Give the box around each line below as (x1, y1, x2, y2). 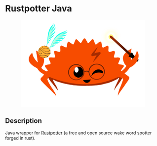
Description (5, 117, 42, 125)
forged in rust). (5, 135, 36, 141)
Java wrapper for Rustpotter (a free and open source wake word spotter (5, 130, 152, 136)
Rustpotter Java (5, 3, 73, 14)
